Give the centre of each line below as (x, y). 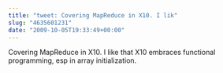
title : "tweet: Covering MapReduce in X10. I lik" (93, 15)
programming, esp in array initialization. (72, 60)
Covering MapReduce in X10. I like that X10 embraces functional (112, 53)
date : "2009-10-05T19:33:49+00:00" (67, 30)
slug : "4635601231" (40, 23)
